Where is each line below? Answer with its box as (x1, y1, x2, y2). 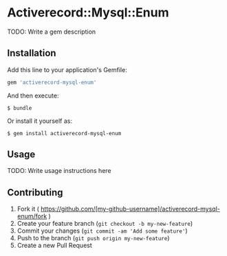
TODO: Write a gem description (7, 27, 96, 36)
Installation (7, 47, 56, 59)
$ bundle (7, 104, 32, 111)
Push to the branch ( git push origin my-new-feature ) (17, 234, 170, 242)
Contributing (7, 187, 63, 198)
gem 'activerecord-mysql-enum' (7, 79, 97, 86)
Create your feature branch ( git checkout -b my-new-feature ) (17, 220, 193, 228)
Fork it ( (17, 205, 40, 213)
